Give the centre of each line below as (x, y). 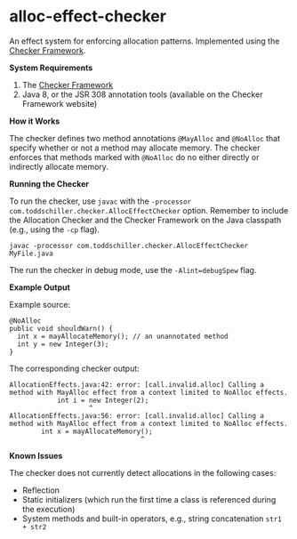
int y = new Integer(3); (63, 344)
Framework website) (60, 103)
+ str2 (34, 527)
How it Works (35, 121)
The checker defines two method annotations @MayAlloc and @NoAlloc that (145, 138)
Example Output (40, 287)
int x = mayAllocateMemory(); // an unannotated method (123, 336)
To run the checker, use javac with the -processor (100, 201)
